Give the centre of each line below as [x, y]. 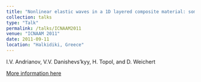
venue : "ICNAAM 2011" [33, 34]
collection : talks [29, 17]
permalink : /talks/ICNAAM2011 [44, 28]
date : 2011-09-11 [28, 39]
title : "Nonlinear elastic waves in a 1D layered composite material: [96, 12]
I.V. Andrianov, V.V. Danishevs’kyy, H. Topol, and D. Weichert [81, 61]
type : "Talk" [22, 23]
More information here [34, 73]
